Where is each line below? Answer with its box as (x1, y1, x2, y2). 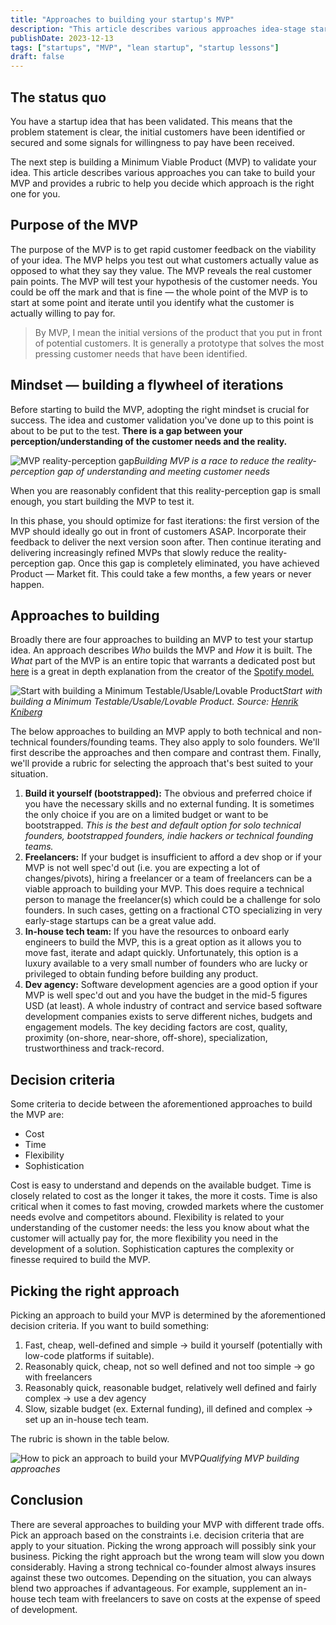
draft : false (10, 52, 65, 62)
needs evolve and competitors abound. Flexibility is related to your (10, 1211, 285, 1223)
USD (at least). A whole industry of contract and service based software (24, 1000, 323, 1012)
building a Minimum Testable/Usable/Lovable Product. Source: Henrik (10, 696, 299, 708)
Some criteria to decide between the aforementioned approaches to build (10, 1098, 313, 1110)
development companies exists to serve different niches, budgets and (24, 1011, 313, 1023)
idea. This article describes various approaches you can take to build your (10, 166, 316, 178)
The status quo (10, 89, 107, 106)
